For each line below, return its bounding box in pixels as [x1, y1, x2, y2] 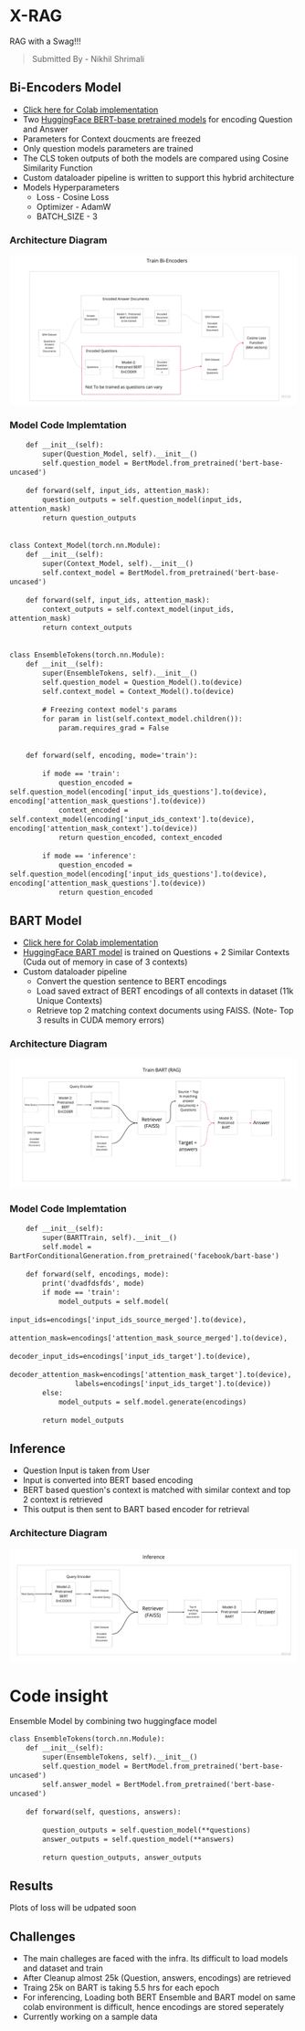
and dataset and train [22, 1963, 103, 1973]
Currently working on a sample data [22, 2011, 158, 2022]
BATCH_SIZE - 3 [36, 211, 98, 222]
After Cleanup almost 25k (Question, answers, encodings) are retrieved [22, 1972, 291, 1983]
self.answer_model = [42, 1780, 121, 1790]
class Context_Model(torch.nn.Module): [9, 541, 162, 551]
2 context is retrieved [22, 1494, 103, 1505]
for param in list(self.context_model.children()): [42, 714, 244, 724]
